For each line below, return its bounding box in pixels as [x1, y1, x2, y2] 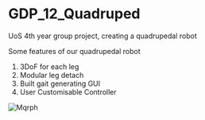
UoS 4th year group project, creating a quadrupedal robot [8, 31, 197, 41]
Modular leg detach [19, 70, 84, 79]
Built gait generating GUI [19, 79, 101, 88]
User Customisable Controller [19, 87, 117, 96]
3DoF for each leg [19, 61, 79, 72]
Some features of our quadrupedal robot [8, 46, 141, 56]
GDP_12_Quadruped [8, 5, 141, 23]
